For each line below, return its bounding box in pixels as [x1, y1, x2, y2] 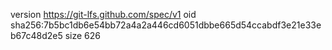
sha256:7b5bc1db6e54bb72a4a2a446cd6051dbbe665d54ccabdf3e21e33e [10, 19, 322, 31]
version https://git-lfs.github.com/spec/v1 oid [10, 9, 197, 20]
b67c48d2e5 [10, 30, 63, 41]
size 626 [64, 30, 101, 41]
